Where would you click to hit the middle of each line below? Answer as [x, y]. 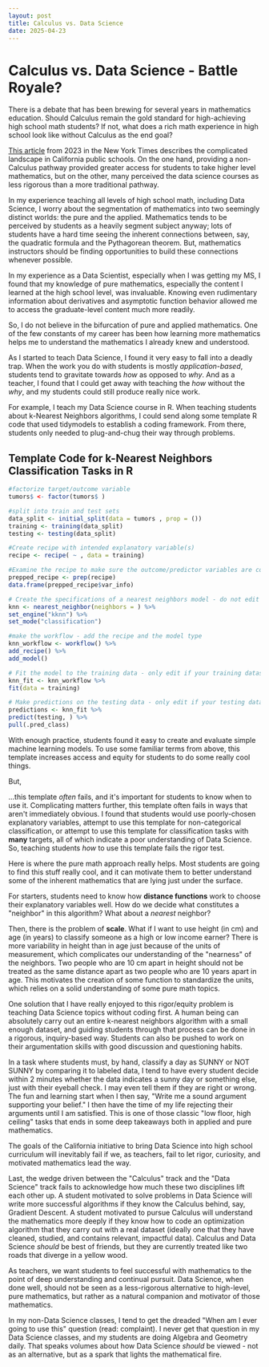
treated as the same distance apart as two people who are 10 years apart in [133, 971]
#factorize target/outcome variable [69, 489]
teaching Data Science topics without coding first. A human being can [124, 1012]
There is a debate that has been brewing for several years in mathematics [130, 110]
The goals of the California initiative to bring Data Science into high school [131, 1146]
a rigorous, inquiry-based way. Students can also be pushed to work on [126, 1038]
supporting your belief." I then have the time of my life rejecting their [121, 1105]
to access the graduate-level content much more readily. [102, 310]
